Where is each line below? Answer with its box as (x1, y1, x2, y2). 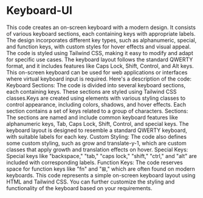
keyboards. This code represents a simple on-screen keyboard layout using (6, 171, 196, 179)
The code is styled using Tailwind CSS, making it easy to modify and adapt (6, 49, 193, 56)
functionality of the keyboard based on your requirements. (6, 184, 153, 191)
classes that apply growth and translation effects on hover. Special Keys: (6, 146, 188, 153)
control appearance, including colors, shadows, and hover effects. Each (6, 101, 187, 108)
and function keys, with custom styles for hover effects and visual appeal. (6, 43, 191, 50)
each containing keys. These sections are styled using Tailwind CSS (6, 88, 177, 95)
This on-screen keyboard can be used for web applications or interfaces (6, 68, 188, 76)
